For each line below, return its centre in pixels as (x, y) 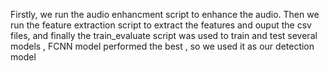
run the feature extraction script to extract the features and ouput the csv (161, 25)
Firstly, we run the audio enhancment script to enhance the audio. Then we (165, 14)
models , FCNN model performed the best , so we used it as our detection (162, 46)
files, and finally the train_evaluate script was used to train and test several (164, 35)
